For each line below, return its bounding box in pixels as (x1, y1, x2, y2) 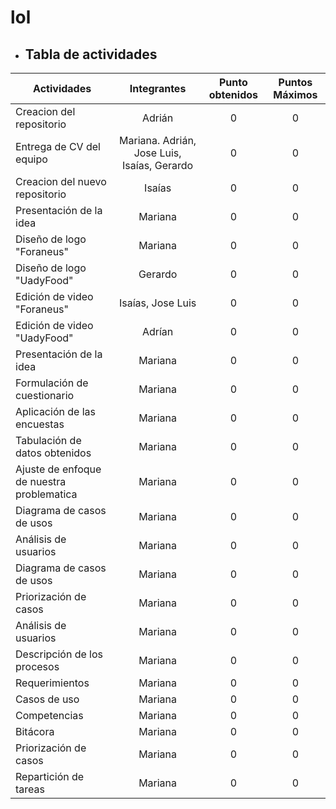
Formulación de (15, 376, 89, 390)
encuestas (15, 417, 65, 431)
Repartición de (15, 770, 85, 783)
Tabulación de (15, 434, 82, 447)
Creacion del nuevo (15, 175, 107, 188)
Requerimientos (15, 676, 90, 690)
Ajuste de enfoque (15, 462, 102, 476)
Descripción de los (15, 647, 104, 661)
